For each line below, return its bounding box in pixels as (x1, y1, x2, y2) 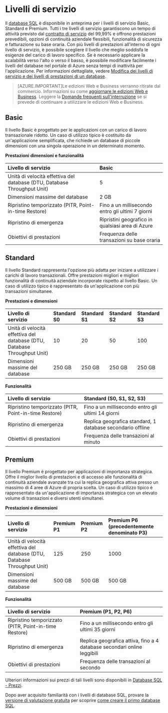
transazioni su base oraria (99, 236, 160, 243)
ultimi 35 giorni (79, 626, 115, 633)
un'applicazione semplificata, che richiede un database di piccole (5, 137, 140, 143)
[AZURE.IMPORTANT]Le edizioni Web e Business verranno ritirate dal (17, 83, 161, 89)
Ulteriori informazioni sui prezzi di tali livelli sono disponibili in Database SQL (5, 677, 162, 683)
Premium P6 (108, 517, 138, 524)
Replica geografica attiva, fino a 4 (79, 637, 159, 644)
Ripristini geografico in (99, 216, 152, 223)
